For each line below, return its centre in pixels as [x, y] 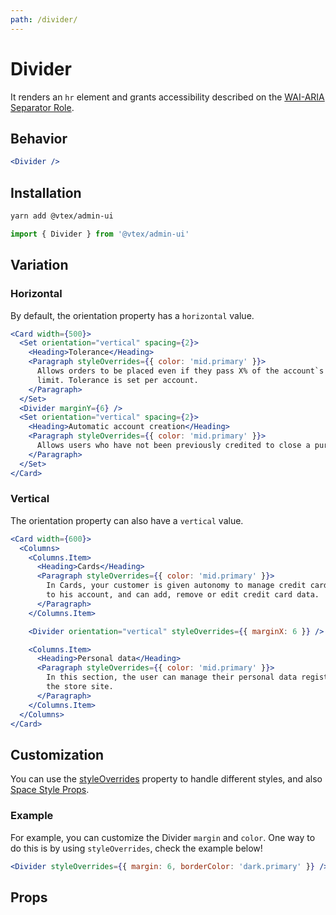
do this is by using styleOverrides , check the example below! [136, 848]
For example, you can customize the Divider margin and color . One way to [163, 837]
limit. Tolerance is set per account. [117, 380]
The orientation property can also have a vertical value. [127, 520]
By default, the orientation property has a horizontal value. [132, 315]
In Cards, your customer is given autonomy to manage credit [176, 586]
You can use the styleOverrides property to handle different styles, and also [166, 779]
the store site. [80, 687]
